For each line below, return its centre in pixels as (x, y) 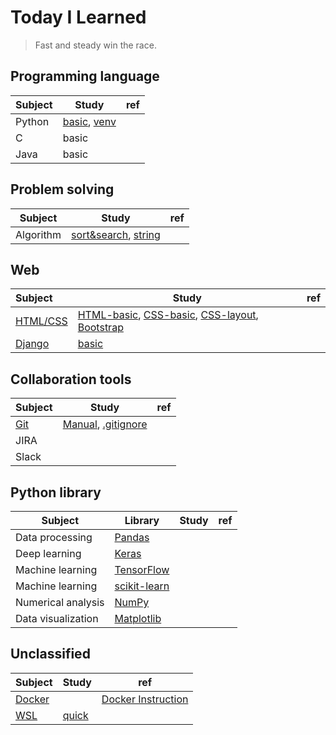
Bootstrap (100, 328)
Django (32, 344)
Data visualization (57, 618)
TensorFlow (142, 569)
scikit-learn (142, 586)
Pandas (132, 537)
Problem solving (62, 189)
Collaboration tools (71, 379)
